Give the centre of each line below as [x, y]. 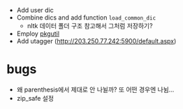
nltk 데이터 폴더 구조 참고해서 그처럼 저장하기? [90, 26]
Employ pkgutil [38, 34]
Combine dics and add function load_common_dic [86, 17]
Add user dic [35, 10]
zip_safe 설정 [35, 98]
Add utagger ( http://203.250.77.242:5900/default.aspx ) [96, 41]
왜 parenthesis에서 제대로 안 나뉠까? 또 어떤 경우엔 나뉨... [95, 89]
